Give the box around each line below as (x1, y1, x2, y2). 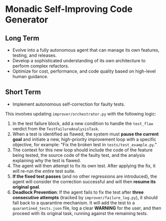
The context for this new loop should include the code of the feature (12, 147, 153, 153)
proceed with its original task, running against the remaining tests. (12, 210, 148, 216)
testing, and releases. (12, 52, 57, 58)
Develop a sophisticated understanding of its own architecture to (12, 58, 146, 63)
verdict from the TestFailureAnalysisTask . (12, 125, 100, 131)
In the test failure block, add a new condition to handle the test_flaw (12, 120, 154, 126)
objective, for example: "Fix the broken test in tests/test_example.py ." (12, 141, 157, 147)
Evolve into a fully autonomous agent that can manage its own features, (12, 47, 160, 53)
